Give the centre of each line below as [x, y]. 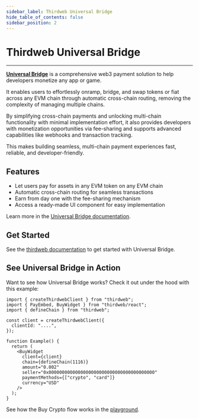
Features [23, 171]
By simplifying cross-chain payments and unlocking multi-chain [84, 116]
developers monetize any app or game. [54, 80]
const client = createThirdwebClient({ [55, 320]
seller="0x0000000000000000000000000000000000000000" [90, 372]
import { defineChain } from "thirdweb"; [58, 310]
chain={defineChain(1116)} [55, 362]
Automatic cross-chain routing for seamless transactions [84, 192]
